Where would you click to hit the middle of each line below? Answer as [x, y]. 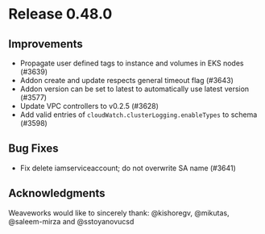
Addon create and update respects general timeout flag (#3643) [126, 80]
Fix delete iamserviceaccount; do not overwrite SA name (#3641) [128, 168]
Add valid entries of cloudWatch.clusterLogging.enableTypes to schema [139, 115]
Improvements [46, 44]
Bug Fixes [33, 149]
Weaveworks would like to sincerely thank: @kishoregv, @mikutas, [119, 213]
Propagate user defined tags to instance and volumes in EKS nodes [132, 63]
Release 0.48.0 [60, 14]
